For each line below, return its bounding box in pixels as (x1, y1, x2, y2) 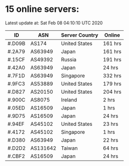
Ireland (61, 96, 77, 103)
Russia (61, 56, 77, 63)
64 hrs (103, 145, 119, 152)
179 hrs (103, 80, 122, 87)
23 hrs (103, 120, 119, 127)
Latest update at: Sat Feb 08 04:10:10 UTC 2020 (5, 20, 103, 26)
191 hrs (103, 56, 122, 63)
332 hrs (103, 72, 122, 79)
